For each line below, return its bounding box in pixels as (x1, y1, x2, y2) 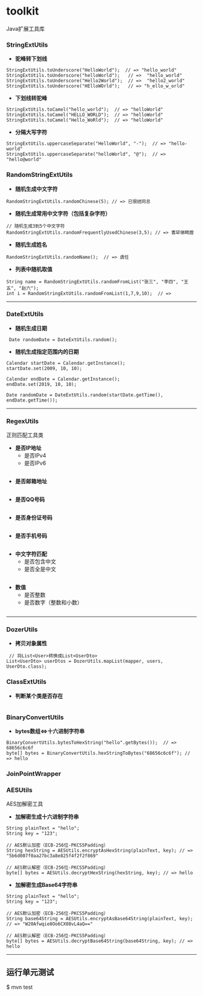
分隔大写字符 (14, 128, 47, 136)
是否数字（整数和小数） (24, 599, 83, 606)
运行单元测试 (6, 967, 54, 977)
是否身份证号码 (14, 514, 53, 522)
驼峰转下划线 (14, 55, 47, 62)
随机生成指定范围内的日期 (14, 348, 79, 355)
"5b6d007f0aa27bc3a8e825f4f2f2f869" (6, 853, 98, 859)
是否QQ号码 (14, 496, 45, 503)
